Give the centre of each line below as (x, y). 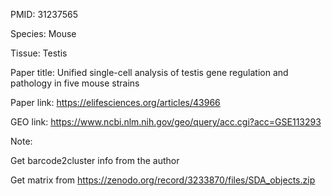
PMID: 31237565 (44, 14)
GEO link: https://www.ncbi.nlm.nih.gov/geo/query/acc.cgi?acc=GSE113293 (166, 122)
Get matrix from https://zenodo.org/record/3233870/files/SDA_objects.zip (163, 180)
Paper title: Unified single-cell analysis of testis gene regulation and (149, 72)
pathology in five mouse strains (75, 83)
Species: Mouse (43, 33)
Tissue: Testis (39, 53)
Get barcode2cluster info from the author (95, 160)
